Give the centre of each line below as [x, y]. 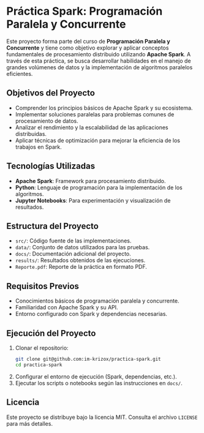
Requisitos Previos [43, 286]
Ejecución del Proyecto [51, 333]
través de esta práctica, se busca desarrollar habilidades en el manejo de [99, 61]
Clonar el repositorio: [42, 348]
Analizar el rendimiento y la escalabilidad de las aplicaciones [92, 127]
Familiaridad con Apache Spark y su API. [66, 307]
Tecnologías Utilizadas [51, 166]
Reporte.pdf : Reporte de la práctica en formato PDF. [81, 267]
